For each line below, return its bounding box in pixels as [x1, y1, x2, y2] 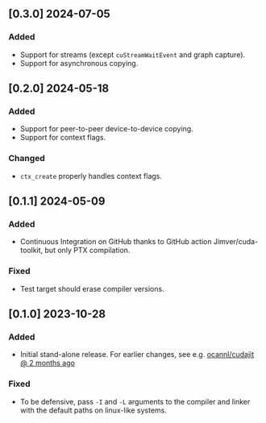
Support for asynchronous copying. [19, 58, 139, 68]
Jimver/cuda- [213, 237, 259, 247]
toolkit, [19, 246, 44, 255]
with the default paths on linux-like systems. [19, 405, 167, 415]
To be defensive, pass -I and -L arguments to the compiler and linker [19, 396, 251, 406]
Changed [8, 153, 46, 164]
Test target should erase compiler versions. [19, 284, 164, 293]
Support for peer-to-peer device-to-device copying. [19, 124, 193, 134]
